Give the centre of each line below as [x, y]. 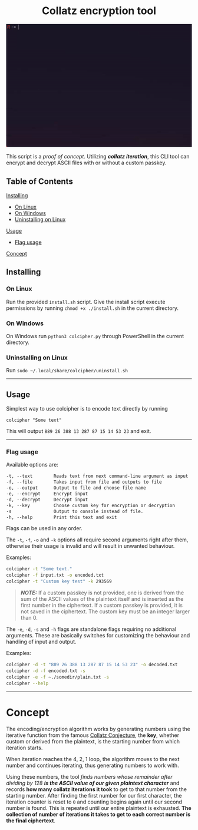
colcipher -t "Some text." [39, 569]
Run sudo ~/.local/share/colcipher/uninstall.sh [67, 371]
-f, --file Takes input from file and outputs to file [84, 482]
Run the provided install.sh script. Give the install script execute [86, 302]
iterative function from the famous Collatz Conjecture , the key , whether [93, 735]
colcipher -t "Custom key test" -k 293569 [59, 581]
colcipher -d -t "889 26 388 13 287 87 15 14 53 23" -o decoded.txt [92, 665]
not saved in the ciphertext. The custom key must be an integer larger [105, 611]
